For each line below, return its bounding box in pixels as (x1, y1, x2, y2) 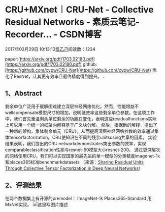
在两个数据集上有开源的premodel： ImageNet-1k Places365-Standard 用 (5, 195, 152, 201)
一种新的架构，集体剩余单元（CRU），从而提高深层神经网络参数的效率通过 (5, 128, 155, 134)
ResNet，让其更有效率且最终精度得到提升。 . (13, 73, 104, 79)
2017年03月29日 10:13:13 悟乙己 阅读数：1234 (5, 46, 96, 52)
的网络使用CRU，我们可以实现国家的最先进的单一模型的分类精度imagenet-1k (5, 153, 160, 159)
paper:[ (5, 56, 20, 62)
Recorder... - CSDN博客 (5, 29, 102, 40)
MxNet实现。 (5, 201, 32, 208)
